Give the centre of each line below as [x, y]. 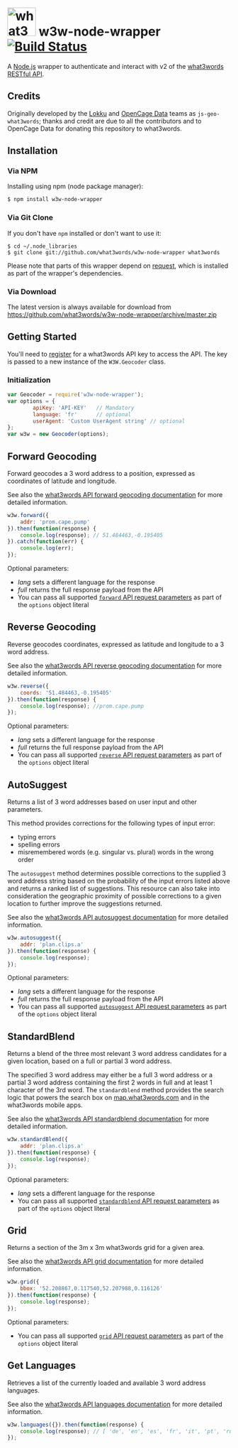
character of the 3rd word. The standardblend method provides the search [116, 1090]
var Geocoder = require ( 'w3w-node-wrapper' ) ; [75, 395]
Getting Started [42, 337]
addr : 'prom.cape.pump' [55, 522]
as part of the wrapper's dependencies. [65, 273]
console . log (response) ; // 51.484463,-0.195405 [91, 535]
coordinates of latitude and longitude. [62, 481]
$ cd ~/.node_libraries [42, 246]
